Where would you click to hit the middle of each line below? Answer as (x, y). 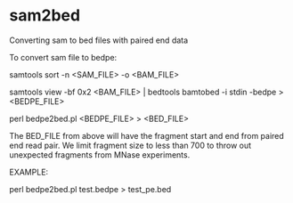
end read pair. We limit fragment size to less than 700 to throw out (130, 145)
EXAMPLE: (29, 172)
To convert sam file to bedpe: (63, 57)
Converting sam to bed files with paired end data (99, 40)
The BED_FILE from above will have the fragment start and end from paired (147, 135)
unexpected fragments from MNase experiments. (100, 154)
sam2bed (45, 16)
